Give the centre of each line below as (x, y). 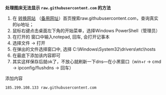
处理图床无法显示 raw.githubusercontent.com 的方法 (58, 8)
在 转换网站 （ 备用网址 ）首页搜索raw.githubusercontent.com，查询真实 (85, 18)
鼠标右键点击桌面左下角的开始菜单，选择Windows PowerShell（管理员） (86, 31)
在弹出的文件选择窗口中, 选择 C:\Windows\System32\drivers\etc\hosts (84, 49)
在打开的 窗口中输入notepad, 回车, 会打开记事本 (61, 37)
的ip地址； (23, 24)
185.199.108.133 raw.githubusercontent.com (51, 88)
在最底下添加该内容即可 (36, 55)
